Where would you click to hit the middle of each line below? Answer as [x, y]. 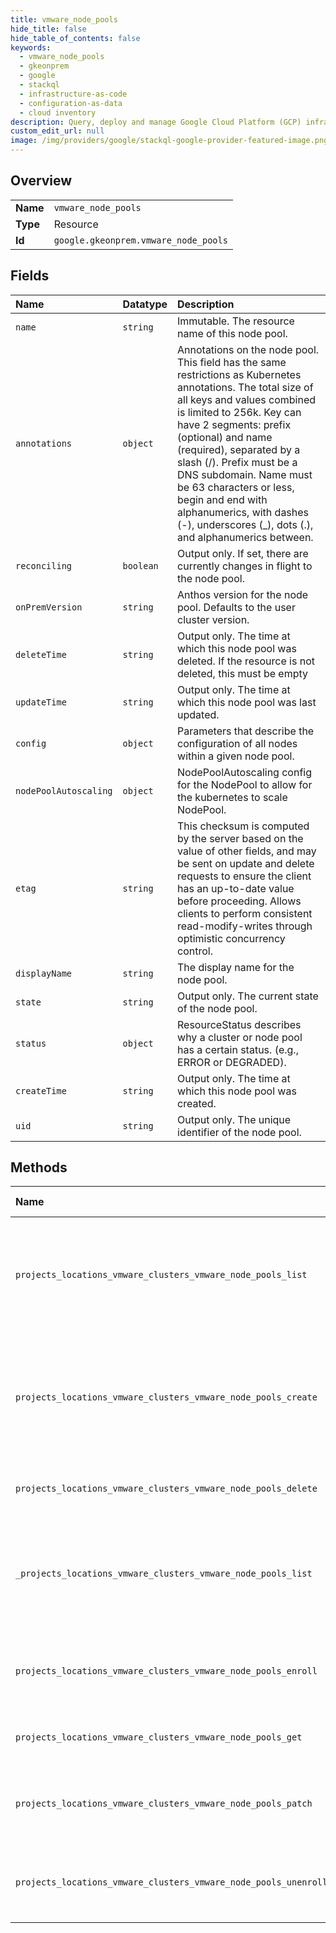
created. [197, 1103]
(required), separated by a [239, 449]
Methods [39, 1167]
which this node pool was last [247, 702]
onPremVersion [49, 607]
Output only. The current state [248, 996]
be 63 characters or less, [236, 487]
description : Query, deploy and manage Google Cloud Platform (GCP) [156, 122]
